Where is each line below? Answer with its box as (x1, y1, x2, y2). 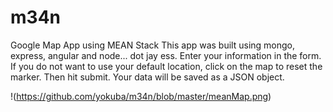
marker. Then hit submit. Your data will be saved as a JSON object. (10, 71, 285, 83)
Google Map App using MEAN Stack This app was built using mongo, (10, 39, 296, 51)
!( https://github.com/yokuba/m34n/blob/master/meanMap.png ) (10, 90, 272, 102)
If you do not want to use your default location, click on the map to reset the (10, 60, 323, 72)
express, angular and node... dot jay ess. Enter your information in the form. (10, 49, 322, 61)
